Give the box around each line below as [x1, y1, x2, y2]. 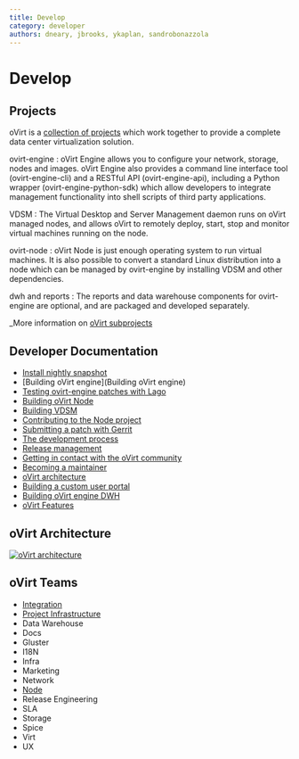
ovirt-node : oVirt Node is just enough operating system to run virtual [9, 245, 263, 256]
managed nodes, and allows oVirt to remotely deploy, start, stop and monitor [9, 219, 290, 229]
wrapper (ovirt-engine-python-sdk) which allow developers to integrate [9, 182, 271, 193]
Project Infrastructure [21, 608, 101, 619]
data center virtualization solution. [9, 136, 134, 147]
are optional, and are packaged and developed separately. [36, 301, 251, 311]
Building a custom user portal [21, 481, 131, 491]
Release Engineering [21, 693, 98, 705]
